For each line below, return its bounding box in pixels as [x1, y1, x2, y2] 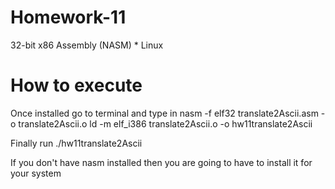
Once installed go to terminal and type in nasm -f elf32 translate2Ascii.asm [10, 107, 319, 119]
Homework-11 [10, 6, 127, 29]
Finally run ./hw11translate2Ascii [10, 137, 143, 149]
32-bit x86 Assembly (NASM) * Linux [10, 39, 164, 51]
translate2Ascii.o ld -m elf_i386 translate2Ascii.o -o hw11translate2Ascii [18, 117, 313, 130]
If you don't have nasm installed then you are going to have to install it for [10, 156, 313, 168]
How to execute [10, 74, 143, 97]
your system [10, 167, 62, 179]
